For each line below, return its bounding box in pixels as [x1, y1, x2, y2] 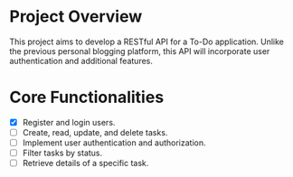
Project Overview [9, 6, 143, 27]
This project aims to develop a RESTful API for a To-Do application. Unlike [9, 36, 285, 47]
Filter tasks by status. [22, 147, 103, 159]
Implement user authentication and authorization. [22, 137, 206, 148]
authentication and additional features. [9, 55, 154, 66]
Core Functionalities [9, 88, 165, 107]
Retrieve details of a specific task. [22, 158, 149, 169]
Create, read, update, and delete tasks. [22, 126, 168, 137]
